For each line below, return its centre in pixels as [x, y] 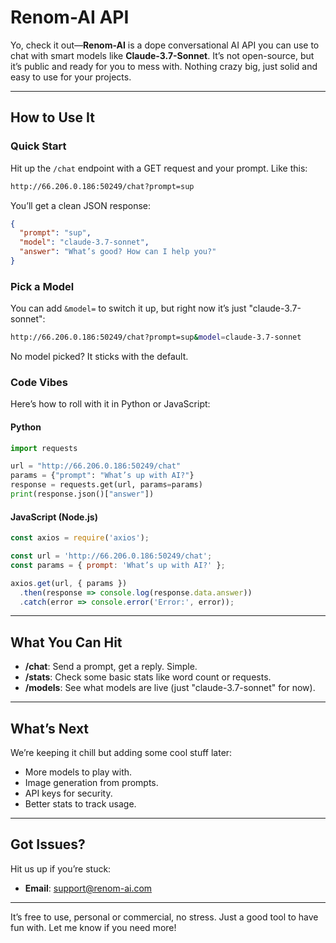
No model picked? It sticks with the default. [99, 357]
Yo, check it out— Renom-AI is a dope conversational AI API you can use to [165, 45]
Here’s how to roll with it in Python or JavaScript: [110, 404]
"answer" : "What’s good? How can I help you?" [118, 252]
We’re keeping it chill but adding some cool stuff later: [121, 752]
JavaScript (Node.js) [54, 517]
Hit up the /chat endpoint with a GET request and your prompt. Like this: [159, 168]
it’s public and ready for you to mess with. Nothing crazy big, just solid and [164, 66]
